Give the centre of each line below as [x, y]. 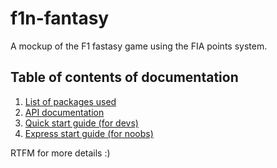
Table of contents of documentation [124, 77]
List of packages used [70, 101]
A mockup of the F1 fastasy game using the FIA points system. [139, 46]
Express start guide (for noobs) [89, 133]
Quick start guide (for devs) [81, 123]
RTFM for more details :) [60, 153]
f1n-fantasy [60, 18]
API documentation [64, 112]
